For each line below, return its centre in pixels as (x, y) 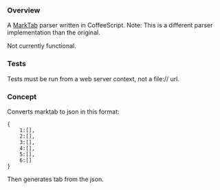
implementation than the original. (54, 32)
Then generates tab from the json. (56, 179)
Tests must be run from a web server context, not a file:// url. (93, 78)
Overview (24, 10)
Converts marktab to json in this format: (63, 112)
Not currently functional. (42, 46)
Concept (22, 96)
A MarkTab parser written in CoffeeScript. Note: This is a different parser (110, 25)
